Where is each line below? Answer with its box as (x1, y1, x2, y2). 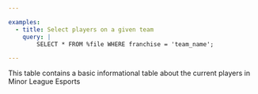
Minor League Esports (8, 77, 81, 86)
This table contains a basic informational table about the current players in (8, 68, 251, 78)
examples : (8, 18, 41, 26)
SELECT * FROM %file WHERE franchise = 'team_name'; (36, 40, 214, 48)
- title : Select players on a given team (15, 25, 154, 34)
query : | (22, 33, 51, 41)
